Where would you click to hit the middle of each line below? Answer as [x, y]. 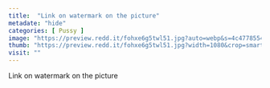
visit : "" [25, 53]
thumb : [19, 46]
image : [19, 38]
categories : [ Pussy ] [46, 30]
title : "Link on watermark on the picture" [84, 16]
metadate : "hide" [37, 23]
